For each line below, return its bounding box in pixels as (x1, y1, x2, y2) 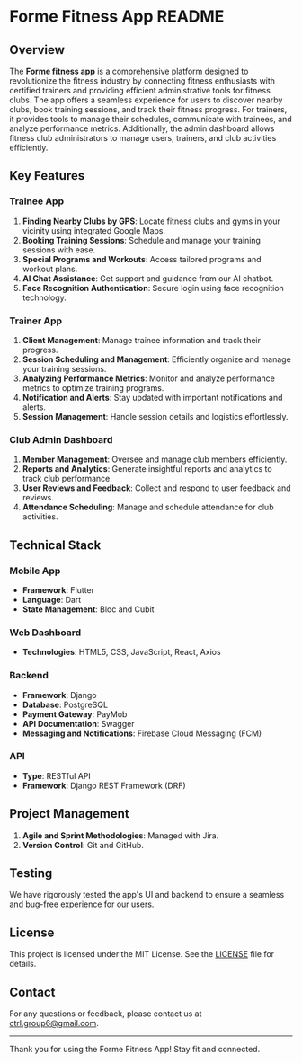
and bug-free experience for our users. (9, 899, 155, 909)
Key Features (9, 168, 85, 183)
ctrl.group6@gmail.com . (9, 1018, 99, 1029)
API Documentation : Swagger (22, 718, 135, 729)
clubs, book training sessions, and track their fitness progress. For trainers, (9, 104, 288, 114)
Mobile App (9, 564, 61, 577)
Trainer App (9, 314, 63, 327)
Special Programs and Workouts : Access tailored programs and (22, 253, 262, 264)
